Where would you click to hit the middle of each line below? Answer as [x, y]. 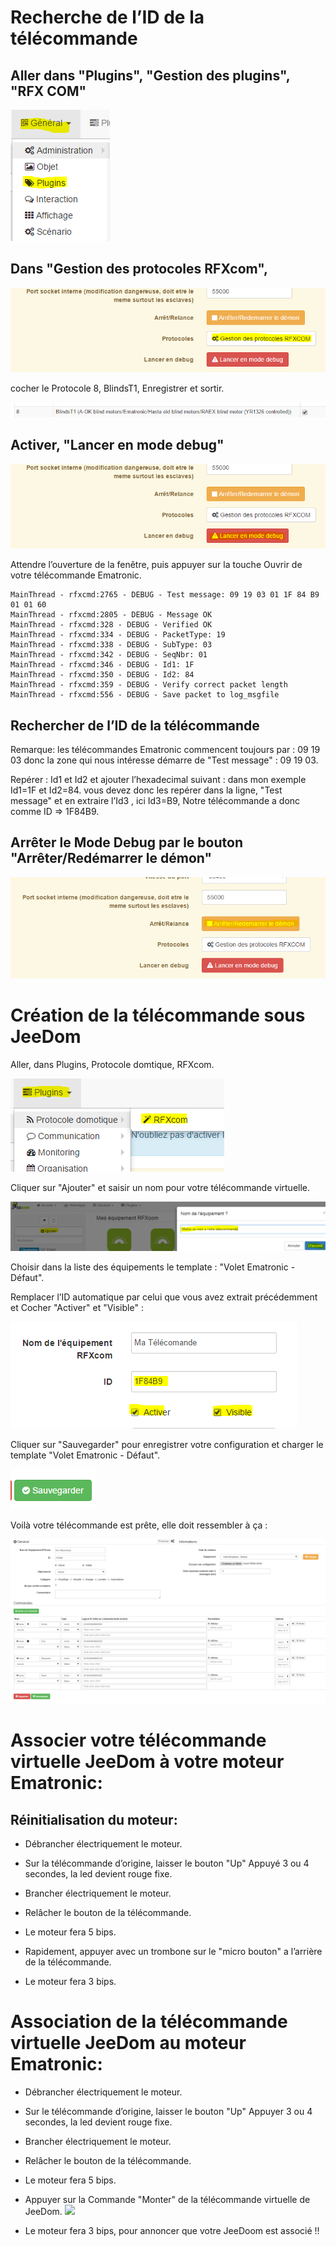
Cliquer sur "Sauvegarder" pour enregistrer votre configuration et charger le [167, 1445]
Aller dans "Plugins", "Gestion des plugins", [150, 75]
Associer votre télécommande [138, 1740]
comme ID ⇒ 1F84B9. [55, 812]
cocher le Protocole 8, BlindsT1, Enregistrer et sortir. [117, 388]
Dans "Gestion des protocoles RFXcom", [139, 269]
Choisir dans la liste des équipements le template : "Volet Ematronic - [153, 1267]
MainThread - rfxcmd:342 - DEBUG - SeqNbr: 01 [109, 655]
